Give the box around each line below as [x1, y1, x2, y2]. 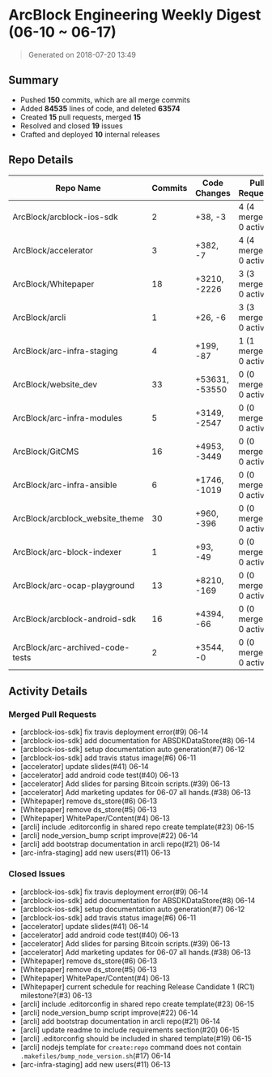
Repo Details [8, 153, 74, 167]
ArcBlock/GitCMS [12, 445, 79, 456]
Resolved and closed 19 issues [19, 120, 123, 131]
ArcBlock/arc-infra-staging [12, 345, 119, 357]
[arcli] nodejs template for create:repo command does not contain [19, 1042, 242, 1052]
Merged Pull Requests [8, 708, 97, 720]
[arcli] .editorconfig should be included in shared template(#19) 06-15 [19, 1033, 253, 1043]
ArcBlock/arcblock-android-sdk [12, 613, 136, 625]
